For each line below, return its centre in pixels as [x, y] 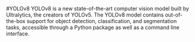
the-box [16, 21]
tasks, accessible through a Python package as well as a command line [93, 27]
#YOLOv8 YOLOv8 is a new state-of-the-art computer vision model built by [97, 9]
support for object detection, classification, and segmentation [102, 21]
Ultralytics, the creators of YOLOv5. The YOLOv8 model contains [85, 15]
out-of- [174, 15]
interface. [18, 34]
